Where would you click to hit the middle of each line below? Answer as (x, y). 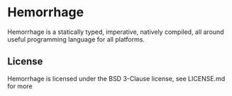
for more (20, 86)
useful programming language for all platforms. (76, 39)
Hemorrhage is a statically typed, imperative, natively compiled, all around (116, 32)
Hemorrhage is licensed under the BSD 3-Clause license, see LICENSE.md (116, 78)
